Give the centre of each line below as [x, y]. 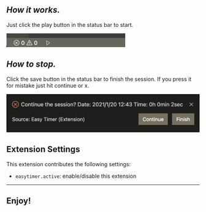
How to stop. [31, 64]
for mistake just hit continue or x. [48, 86]
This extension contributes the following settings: [68, 164]
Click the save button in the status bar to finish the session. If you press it [99, 79]
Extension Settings [43, 149]
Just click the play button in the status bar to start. [70, 24]
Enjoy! [19, 201]
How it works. [33, 10]
